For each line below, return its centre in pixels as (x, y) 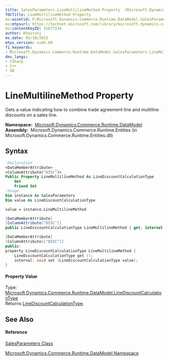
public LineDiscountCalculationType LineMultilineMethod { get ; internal (84, 228)
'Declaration (19, 163)
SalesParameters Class (29, 343)
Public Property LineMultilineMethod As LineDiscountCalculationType (80, 177)
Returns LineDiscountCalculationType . (45, 304)
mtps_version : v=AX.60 (29, 43)
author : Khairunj (23, 33)
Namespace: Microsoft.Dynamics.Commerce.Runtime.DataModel (74, 124)
